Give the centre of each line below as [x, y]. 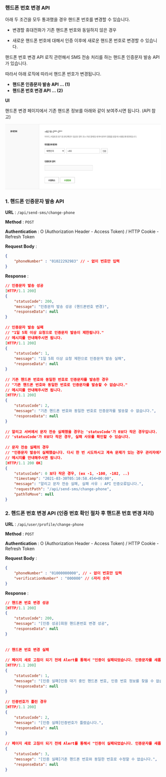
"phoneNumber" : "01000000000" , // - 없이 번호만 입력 [68, 573]
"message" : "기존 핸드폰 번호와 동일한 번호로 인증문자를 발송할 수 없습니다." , [85, 411]
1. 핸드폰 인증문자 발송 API [35, 201]
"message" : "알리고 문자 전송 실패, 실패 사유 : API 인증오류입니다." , [79, 484]
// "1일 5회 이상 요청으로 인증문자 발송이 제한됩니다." [55, 332]
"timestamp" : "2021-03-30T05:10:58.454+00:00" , [64, 479]
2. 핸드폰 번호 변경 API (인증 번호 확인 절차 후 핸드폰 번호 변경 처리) [80, 513]
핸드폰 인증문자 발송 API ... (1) [41, 85]
